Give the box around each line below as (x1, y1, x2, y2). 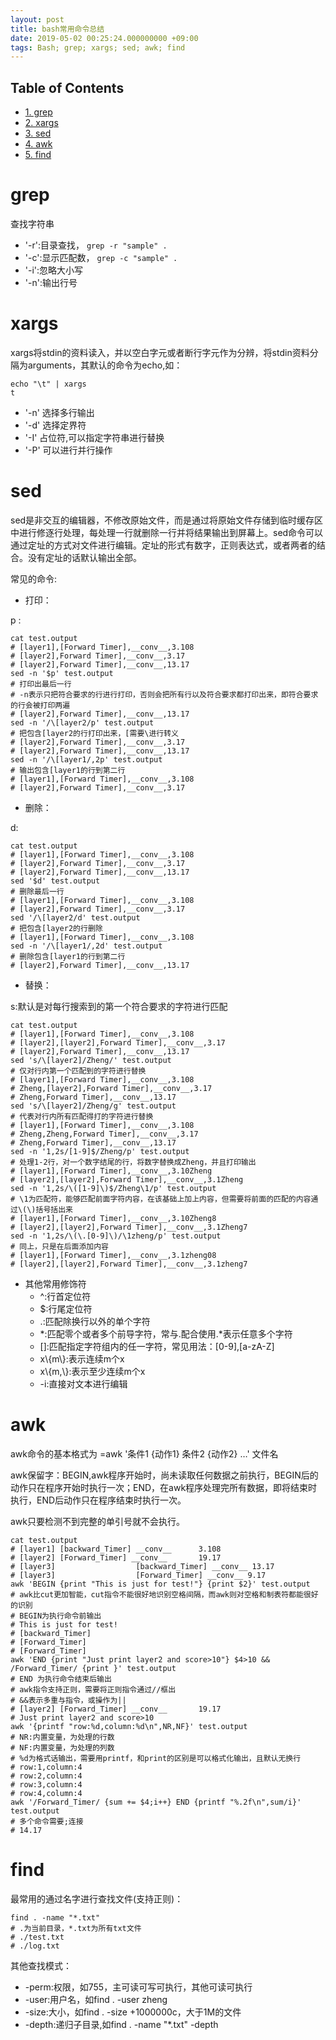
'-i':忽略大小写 (24, 264, 84, 276)
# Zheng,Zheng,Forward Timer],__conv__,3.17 (10, 1129, 199, 1139)
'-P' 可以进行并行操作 (24, 444, 113, 456)
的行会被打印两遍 (10, 700, 71, 710)
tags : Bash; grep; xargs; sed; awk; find (10, 42, 186, 53)
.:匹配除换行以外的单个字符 (39, 1315, 151, 1327)
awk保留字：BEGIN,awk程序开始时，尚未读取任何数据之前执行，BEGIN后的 (10, 1469, 319, 1481)
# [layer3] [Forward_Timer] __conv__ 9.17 (10, 1570, 267, 1580)
